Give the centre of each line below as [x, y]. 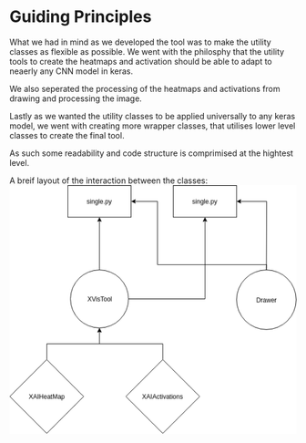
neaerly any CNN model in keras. [71, 71]
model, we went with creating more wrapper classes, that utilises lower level [153, 126]
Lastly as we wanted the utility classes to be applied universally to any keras [153, 116]
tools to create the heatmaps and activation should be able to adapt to [141, 61]
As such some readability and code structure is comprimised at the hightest [152, 153]
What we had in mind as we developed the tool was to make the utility [140, 42]
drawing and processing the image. [76, 98]
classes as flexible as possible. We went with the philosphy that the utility [147, 51]
